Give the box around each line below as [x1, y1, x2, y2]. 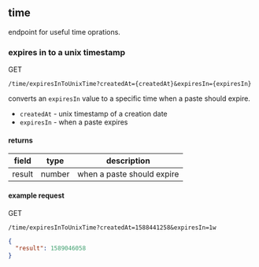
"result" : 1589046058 [15, 244, 87, 253]
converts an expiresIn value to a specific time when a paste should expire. [8, 94, 250, 103]
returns [8, 135, 33, 145]
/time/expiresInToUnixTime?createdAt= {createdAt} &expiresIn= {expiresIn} [8, 80, 252, 88]
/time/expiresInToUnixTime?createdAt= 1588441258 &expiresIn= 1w [8, 224, 216, 232]
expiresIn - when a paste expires [19, 117, 128, 127]
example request [8, 191, 65, 200]
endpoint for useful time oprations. [8, 27, 120, 36]
